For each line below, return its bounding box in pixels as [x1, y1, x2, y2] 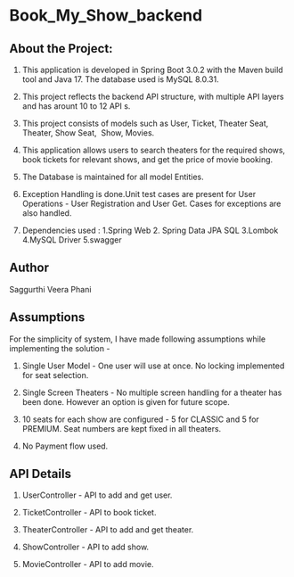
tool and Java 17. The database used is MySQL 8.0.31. [21, 74, 220, 85]
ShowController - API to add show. [21, 541, 150, 553]
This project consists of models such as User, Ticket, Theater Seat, [21, 118, 269, 128]
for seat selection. [21, 369, 89, 380]
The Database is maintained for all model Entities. [21, 171, 204, 182]
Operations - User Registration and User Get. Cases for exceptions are [21, 198, 282, 209]
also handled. [21, 208, 72, 218]
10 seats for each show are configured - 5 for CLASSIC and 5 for [21, 414, 260, 425]
